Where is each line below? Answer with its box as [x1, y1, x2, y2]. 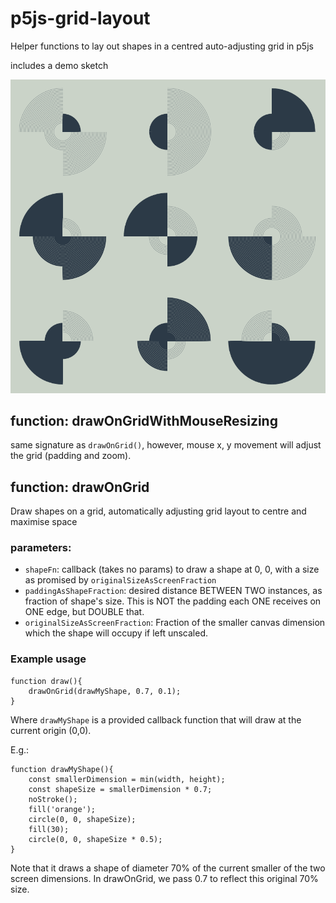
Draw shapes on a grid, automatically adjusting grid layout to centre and [10, 505, 307, 517]
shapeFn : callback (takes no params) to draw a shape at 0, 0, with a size [24, 563, 320, 576]
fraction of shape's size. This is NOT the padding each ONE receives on [24, 595, 322, 607]
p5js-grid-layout [10, 7, 151, 30]
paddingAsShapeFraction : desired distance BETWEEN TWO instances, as [24, 585, 323, 597]
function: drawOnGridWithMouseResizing [10, 412, 278, 429]
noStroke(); [28, 794, 78, 804]
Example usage [10, 652, 87, 666]
